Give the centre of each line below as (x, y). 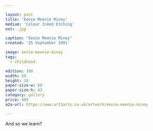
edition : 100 (19, 71)
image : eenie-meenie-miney (34, 52)
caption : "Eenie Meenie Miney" (39, 38)
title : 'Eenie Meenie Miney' (36, 19)
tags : (11, 57)
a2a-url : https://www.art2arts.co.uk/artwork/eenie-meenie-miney (76, 104)
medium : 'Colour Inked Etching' (40, 24)
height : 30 (17, 81)
